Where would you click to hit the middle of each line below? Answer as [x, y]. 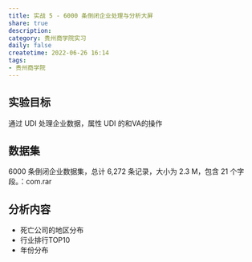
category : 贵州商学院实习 [47, 38]
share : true [28, 23]
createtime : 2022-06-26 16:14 [59, 53]
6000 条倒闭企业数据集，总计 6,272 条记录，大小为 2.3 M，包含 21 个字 [126, 171]
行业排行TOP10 [45, 240]
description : [30, 30]
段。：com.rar [30, 182]
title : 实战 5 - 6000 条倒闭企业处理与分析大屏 [81, 16]
